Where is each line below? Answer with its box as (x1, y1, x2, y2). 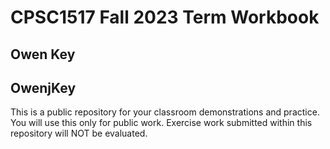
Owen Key (10, 46, 76, 63)
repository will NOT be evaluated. (10, 127, 148, 140)
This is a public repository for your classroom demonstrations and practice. (10, 106, 320, 118)
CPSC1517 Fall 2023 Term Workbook (10, 6, 320, 29)
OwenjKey (10, 79, 77, 96)
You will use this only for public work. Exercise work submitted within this (10, 117, 313, 129)
